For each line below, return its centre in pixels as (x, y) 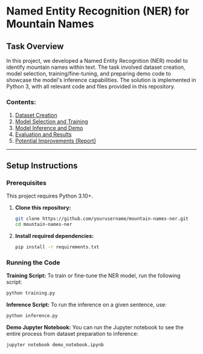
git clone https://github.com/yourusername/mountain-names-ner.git (101, 219)
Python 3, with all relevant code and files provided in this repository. (91, 86)
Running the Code (33, 262)
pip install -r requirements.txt (57, 247)
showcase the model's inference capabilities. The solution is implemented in (101, 80)
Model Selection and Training (52, 121)
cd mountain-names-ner (43, 224)
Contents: (21, 102)
